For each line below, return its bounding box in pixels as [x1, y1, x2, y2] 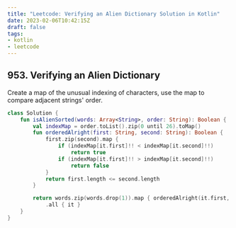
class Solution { [7, 109, 59, 117]
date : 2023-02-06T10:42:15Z [7, 17, 91, 24]
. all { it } [45, 201, 81, 209]
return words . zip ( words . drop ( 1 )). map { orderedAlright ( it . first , [33, 195, 230, 202]
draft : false [7, 23, 46, 30]
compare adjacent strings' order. [7, 96, 103, 104]
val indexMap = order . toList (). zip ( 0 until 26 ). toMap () [33, 122, 201, 130]
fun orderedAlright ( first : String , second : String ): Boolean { [33, 129, 223, 137]
